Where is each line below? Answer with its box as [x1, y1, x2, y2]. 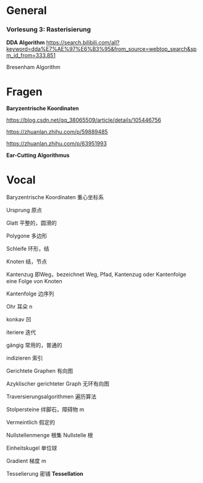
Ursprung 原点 [6, 206, 42, 214]
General [6, 4, 47, 18]
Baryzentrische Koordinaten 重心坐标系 [6, 194, 104, 201]
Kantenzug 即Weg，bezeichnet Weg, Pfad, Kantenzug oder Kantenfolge [6, 271, 187, 278]
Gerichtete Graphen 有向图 [6, 367, 73, 375]
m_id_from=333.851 [6, 52, 56, 59]
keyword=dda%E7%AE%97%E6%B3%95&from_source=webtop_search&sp [6, 45, 197, 53]
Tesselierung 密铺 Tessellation [6, 470, 84, 478]
